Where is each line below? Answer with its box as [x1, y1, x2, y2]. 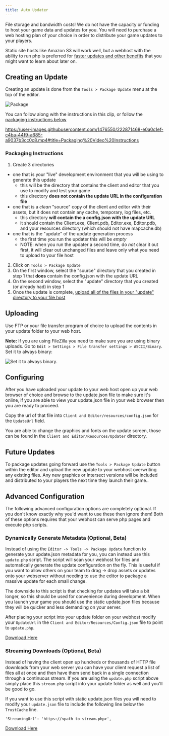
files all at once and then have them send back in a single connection [5, 670, 149, 676]
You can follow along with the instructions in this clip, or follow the [5, 111, 143, 117]
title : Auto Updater [5, 7, 49, 13]
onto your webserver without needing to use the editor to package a [5, 573, 147, 579]
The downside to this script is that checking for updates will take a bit [5, 588, 150, 594]
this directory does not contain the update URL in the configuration [20, 193, 162, 199]
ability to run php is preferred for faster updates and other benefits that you [5, 53, 162, 59]
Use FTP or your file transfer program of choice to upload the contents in [5, 323, 157, 329]
